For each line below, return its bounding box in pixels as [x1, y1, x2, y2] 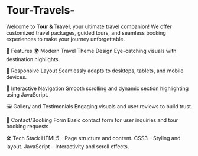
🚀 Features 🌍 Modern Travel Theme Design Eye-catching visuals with [6, 47, 177, 54]
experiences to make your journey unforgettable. [6, 35, 125, 42]
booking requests [6, 122, 49, 130]
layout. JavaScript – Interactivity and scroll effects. [6, 142, 129, 150]
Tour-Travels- [6, 4, 75, 17]
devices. [6, 73, 27, 80]
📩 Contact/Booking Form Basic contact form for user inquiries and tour [6, 116, 178, 124]
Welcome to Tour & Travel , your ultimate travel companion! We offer [6, 23, 173, 30]
